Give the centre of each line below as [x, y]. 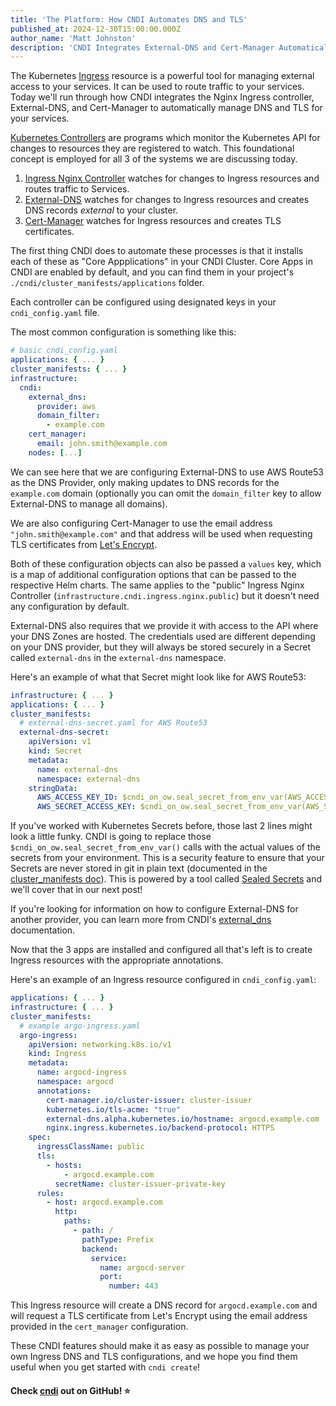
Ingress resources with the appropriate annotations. [117, 960]
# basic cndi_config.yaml [64, 351]
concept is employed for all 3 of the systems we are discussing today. [154, 159]
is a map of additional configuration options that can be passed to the [153, 574]
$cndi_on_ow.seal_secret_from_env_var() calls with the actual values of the [165, 847]
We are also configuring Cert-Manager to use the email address [141, 523]
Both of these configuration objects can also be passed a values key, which [166, 563]
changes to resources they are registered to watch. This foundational [152, 148]
